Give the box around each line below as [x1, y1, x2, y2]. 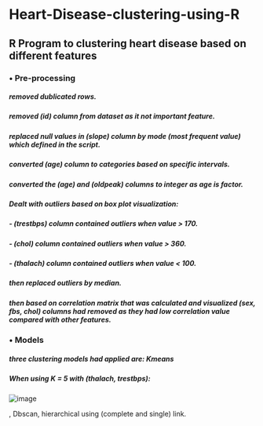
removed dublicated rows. [9, 92, 97, 101]
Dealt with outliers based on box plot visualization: [9, 198, 179, 209]
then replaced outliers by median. [9, 279, 122, 288]
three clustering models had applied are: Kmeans [9, 354, 174, 363]
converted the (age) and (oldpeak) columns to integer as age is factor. [9, 179, 244, 189]
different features [9, 49, 97, 62]
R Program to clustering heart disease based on [9, 37, 247, 50]
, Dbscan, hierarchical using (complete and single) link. [9, 409, 187, 418]
